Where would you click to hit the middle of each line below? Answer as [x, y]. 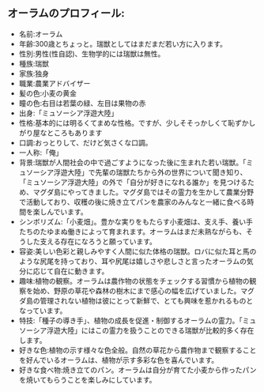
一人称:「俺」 [41, 153]
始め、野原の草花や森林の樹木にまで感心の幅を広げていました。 [137, 291]
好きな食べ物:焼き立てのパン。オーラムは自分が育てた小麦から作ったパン [138, 370]
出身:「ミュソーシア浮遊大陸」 [68, 113]
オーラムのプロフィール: [66, 13]
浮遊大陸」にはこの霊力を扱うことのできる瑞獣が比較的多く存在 [150, 330]
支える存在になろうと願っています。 [98, 241]
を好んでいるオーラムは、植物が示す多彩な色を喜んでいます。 [119, 360]
